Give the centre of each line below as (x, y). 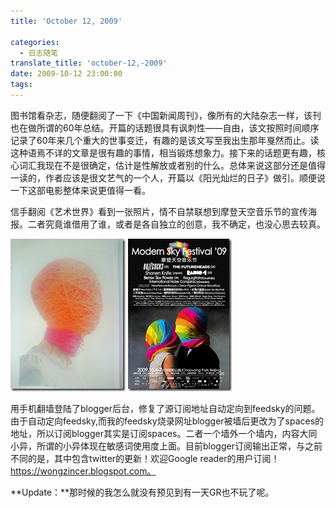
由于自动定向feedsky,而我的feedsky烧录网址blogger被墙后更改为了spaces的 (167, 421)
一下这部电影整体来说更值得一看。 (80, 190)
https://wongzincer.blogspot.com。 (83, 471)
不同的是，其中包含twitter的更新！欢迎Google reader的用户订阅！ (145, 458)
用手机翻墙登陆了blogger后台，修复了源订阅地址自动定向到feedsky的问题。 (165, 408)
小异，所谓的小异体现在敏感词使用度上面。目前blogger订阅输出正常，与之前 (166, 446)
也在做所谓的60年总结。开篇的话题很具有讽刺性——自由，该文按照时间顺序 (165, 127)
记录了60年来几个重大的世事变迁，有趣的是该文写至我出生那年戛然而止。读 (165, 140)
